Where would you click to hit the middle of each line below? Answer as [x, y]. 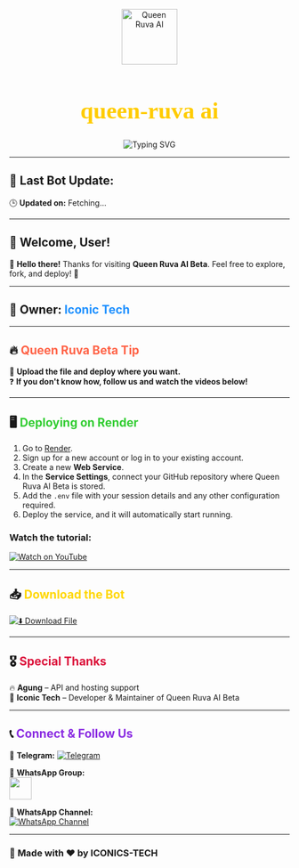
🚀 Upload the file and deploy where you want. [95, 372]
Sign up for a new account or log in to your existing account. [133, 458]
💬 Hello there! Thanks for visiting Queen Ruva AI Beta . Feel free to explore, [147, 264]
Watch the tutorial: [50, 537]
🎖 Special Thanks [58, 662]
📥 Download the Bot [67, 594]
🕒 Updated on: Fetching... [58, 203]
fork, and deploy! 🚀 [44, 273]
